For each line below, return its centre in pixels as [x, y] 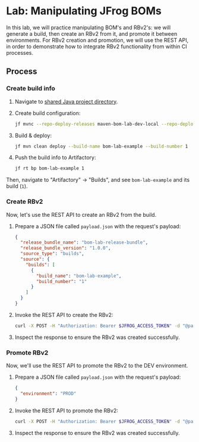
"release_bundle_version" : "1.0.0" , [66, 248]
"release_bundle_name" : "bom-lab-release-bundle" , [84, 242]
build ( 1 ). [17, 186]
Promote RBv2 [27, 353]
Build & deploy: [33, 135]
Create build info [31, 89]
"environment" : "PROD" [48, 393]
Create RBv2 [25, 202]
